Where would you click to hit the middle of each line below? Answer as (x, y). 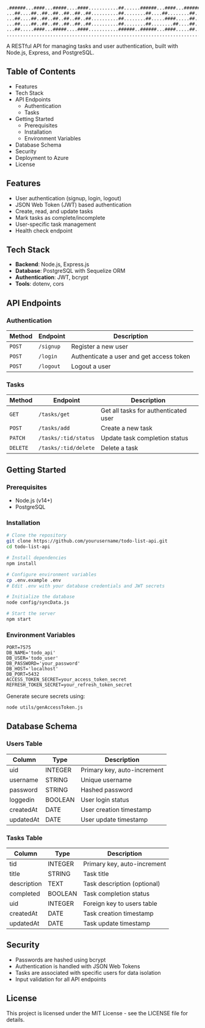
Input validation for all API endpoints (61, 979)
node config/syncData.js (38, 603)
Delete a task (119, 448)
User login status (105, 800)
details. (16, 1019)
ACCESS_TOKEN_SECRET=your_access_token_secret (67, 680)
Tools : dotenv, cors (39, 284)
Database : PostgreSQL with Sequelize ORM (70, 271)
